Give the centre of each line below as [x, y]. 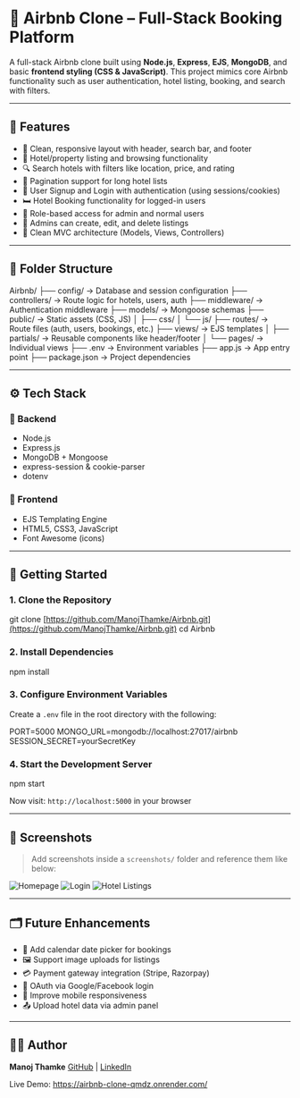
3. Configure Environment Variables [88, 695]
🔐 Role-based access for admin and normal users [113, 213]
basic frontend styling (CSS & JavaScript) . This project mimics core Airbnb [149, 72]
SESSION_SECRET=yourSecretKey [73, 740]
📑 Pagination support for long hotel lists [95, 181]
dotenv [35, 477]
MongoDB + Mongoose [65, 457]
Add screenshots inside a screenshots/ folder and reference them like [159, 858]
